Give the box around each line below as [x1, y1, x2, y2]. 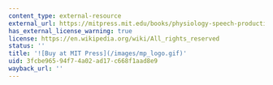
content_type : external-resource [8, 11, 122, 20]
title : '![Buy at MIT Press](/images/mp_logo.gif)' [8, 49, 187, 57]
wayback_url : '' [8, 65, 63, 73]
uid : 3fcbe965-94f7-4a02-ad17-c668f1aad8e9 [8, 57, 158, 66]
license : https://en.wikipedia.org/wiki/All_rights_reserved [8, 34, 220, 43]
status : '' [8, 42, 45, 50]
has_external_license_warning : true [8, 27, 132, 35]
